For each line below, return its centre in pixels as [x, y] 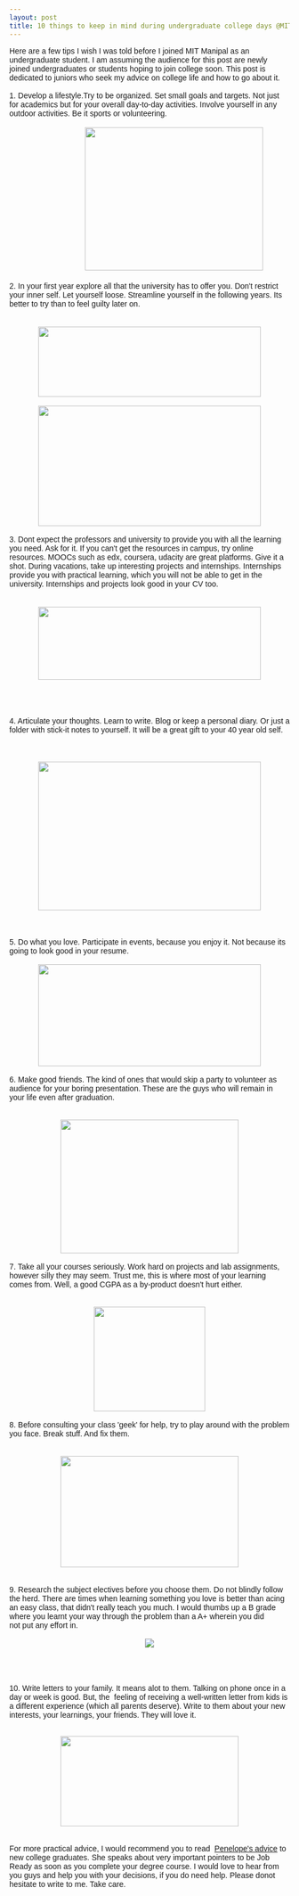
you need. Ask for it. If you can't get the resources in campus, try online [131, 548]
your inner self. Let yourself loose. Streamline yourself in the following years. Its [146, 294]
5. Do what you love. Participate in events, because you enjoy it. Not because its [148, 942]
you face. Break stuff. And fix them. [70, 1434]
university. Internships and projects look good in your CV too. [114, 584]
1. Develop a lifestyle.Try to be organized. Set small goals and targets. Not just [145, 95]
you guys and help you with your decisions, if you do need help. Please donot [142, 1875]
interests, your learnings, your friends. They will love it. [103, 1715]
